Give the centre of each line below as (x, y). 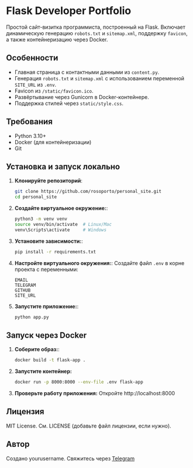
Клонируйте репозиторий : (49, 181)
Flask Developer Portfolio (69, 11)
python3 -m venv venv (41, 219)
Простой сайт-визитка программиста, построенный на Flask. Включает (96, 27)
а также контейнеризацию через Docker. (57, 39)
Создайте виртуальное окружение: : (61, 208)
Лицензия (25, 412)
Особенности (32, 58)
